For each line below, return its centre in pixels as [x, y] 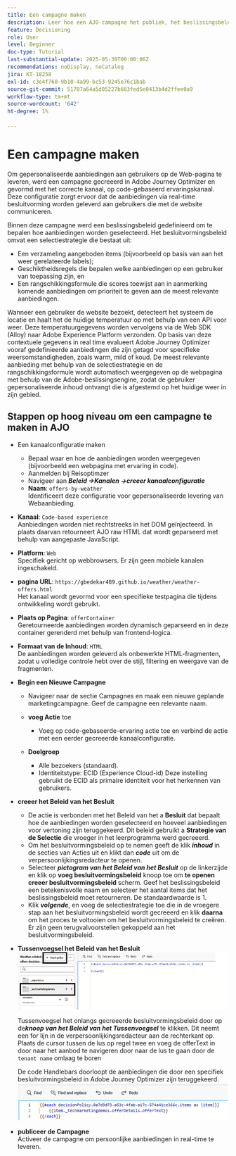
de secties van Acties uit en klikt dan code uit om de [104, 853]
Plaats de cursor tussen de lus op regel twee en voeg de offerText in [116, 1043]
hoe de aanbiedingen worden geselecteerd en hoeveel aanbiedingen [127, 822]
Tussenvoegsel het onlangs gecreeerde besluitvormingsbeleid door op [120, 1020]
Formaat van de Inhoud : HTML [60, 646]
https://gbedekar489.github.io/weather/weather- [127, 582]
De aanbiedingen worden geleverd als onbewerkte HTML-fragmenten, [119, 653]
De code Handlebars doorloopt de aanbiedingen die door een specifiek [120, 1072]
